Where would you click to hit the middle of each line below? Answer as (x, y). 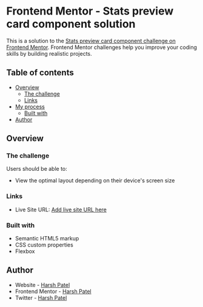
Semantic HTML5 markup (47, 239)
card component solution (71, 24)
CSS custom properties (44, 245)
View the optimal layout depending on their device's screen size (95, 180)
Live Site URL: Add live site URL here (61, 210)
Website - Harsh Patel (42, 285)
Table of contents (40, 73)
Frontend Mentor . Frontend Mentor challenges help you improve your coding (102, 47)
